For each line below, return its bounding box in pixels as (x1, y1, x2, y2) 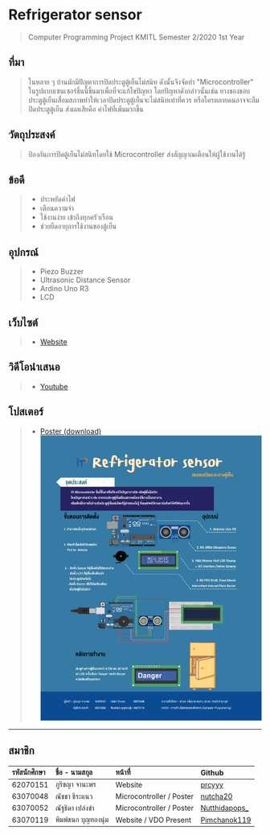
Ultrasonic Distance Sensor (39, 275, 131, 285)
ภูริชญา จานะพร (55, 779, 96, 789)
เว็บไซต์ (8, 315, 39, 329)
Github (200, 767, 224, 777)
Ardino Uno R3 (39, 284, 89, 294)
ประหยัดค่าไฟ (39, 195, 76, 204)
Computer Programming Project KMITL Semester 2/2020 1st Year (27, 32, 245, 42)
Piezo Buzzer (39, 267, 84, 277)
